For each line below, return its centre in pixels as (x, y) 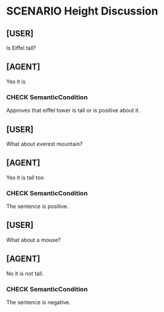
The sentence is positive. (38, 206)
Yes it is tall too (25, 177)
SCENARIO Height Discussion (82, 11)
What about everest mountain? (44, 144)
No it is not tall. (25, 273)
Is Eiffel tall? (21, 48)
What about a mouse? (34, 239)
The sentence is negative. (38, 302)
